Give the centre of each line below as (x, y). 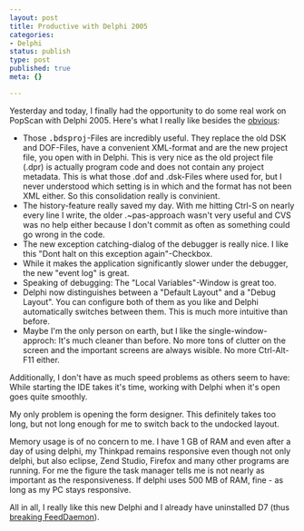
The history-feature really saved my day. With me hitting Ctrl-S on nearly (158, 205)
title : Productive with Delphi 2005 (78, 26)
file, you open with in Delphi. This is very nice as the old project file (148, 157)
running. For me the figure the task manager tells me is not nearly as (137, 470)
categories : (32, 34)
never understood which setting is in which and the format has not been (157, 186)
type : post (30, 60)
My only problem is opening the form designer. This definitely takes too (143, 414)
